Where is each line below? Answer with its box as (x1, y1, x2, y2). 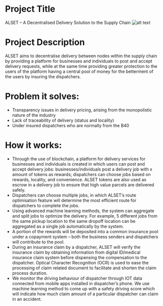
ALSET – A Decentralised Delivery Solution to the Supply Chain (5, 20, 131, 25)
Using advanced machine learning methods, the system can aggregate (12, 208, 155, 214)
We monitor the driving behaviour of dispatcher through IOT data (12, 275, 143, 281)
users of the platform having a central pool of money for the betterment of (5, 68, 154, 74)
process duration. (12, 270, 48, 276)
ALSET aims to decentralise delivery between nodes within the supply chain (5, 53, 157, 59)
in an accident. (12, 296, 42, 302)
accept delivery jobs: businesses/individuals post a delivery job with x (12, 166, 152, 172)
